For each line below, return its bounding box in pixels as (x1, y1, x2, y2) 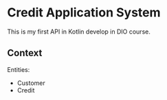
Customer (16, 79, 46, 87)
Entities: (7, 65, 30, 73)
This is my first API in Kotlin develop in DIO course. (7, 27, 151, 36)
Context (7, 47, 43, 59)
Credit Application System (7, 5, 161, 21)
